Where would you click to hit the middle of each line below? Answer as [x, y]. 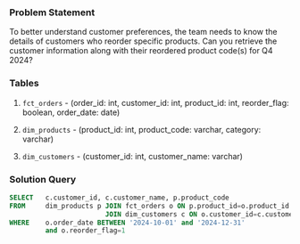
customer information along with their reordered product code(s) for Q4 [142, 51]
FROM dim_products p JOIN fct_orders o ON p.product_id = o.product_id [150, 206]
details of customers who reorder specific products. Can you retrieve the [143, 41]
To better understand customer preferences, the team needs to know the [144, 32]
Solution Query [43, 179]
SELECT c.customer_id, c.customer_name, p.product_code [119, 198]
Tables [24, 84]
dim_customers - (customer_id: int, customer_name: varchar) [133, 156]
